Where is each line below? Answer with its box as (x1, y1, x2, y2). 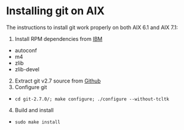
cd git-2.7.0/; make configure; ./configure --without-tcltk (14, 96, 170, 102)
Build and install (14, 106, 54, 113)
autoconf (14, 46, 37, 54)
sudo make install (14, 119, 61, 125)
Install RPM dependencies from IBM (14, 35, 103, 42)
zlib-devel (14, 65, 40, 72)
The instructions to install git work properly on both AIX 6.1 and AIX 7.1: (6, 24, 178, 31)
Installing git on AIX (6, 4, 105, 18)
